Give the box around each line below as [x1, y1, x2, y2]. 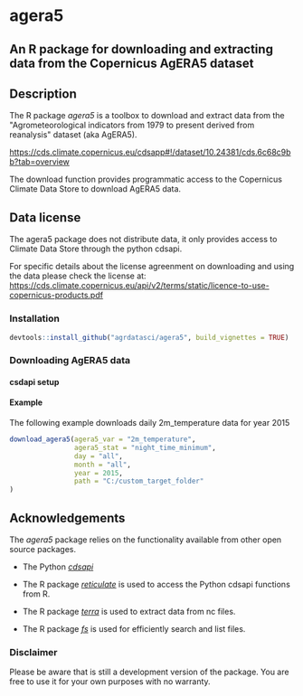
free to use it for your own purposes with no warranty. [9, 676, 211, 687]
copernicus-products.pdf [9, 290, 104, 301]
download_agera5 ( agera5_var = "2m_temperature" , [9, 435, 196, 444]
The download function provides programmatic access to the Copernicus [9, 174, 283, 185]
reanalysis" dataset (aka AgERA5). [9, 129, 137, 140]
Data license [9, 210, 81, 225]
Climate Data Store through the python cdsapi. [9, 243, 183, 254]
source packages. [9, 544, 77, 555]
